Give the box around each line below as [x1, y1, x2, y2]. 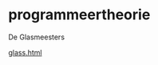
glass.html [8, 47, 42, 57]
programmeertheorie [8, 6, 151, 24]
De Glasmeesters [8, 32, 65, 42]
